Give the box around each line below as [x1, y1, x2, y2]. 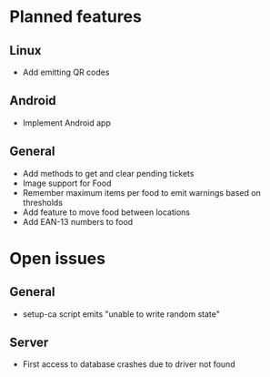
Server [9, 335, 49, 351]
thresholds [22, 197, 64, 208]
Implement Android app [22, 117, 112, 128]
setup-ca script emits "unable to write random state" [22, 308, 220, 320]
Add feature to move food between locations [22, 207, 191, 218]
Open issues [9, 248, 106, 269]
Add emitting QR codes [22, 66, 110, 77]
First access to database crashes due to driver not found [22, 359, 235, 370]
